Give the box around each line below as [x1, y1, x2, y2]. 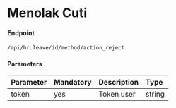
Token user [98, 90, 136, 100]
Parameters [7, 59, 42, 68]
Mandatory [53, 78, 92, 88]
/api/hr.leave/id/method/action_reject [7, 44, 125, 52]
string [145, 90, 165, 100]
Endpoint [7, 28, 35, 37]
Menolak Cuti [7, 5, 88, 21]
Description [98, 78, 139, 88]
